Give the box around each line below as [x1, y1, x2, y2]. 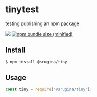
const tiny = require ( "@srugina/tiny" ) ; [5, 87, 93, 92]
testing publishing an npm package [5, 20, 79, 27]
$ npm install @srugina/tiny [5, 59, 67, 64]
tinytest [5, 4, 39, 15]
